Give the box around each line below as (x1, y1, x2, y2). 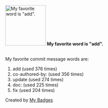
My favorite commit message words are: (5, 56, 89, 62)
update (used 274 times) (12, 77, 64, 82)
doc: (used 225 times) (12, 82, 59, 88)
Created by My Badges (5, 97, 53, 103)
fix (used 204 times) (12, 87, 55, 93)
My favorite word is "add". (46, 41, 103, 47)
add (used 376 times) (12, 66, 58, 72)
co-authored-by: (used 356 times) (12, 71, 84, 77)
